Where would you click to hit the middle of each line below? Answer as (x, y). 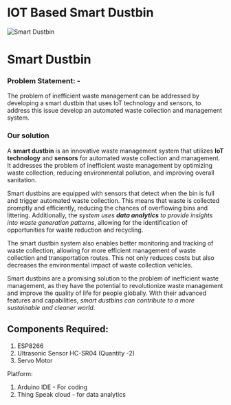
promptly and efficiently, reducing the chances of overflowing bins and (108, 208)
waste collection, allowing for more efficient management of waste (101, 250)
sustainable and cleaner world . (51, 307)
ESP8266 (30, 346)
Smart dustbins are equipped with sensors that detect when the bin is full (111, 193)
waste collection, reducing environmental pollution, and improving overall (111, 173)
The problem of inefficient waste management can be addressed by (103, 96)
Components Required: (58, 329)
